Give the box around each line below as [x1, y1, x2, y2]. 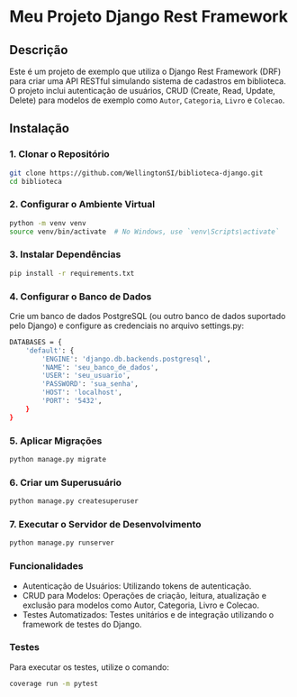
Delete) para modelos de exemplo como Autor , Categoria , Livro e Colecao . [9, 95, 285, 105]
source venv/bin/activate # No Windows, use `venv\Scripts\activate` [9, 227, 280, 236]
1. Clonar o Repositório [9, 148, 110, 160]
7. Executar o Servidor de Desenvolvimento [9, 518, 202, 530]
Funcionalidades [9, 560, 84, 573]
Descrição [9, 42, 68, 58]
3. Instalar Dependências [9, 248, 121, 261]
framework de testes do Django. [22, 619, 142, 629]
